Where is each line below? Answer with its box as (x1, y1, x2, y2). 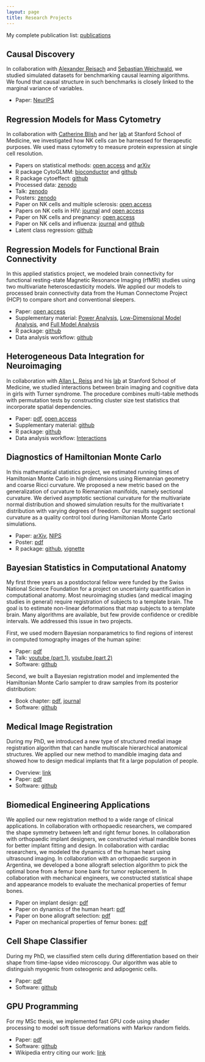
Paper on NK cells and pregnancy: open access (15, 214, 135, 221)
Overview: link (15, 769, 52, 776)
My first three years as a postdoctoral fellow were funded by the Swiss (6, 579, 184, 586)
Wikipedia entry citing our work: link (15, 1049, 106, 1056)
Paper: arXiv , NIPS (15, 532, 62, 539)
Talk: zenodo (15, 187, 48, 195)
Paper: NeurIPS (15, 96, 54, 104)
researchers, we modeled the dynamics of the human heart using (6, 848, 171, 855)
